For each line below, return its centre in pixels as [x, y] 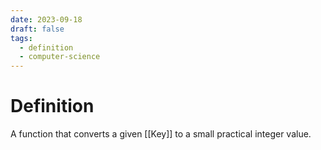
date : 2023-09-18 [46, 19]
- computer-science [60, 57]
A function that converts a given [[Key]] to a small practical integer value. [161, 134]
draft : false [37, 29]
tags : [21, 38]
